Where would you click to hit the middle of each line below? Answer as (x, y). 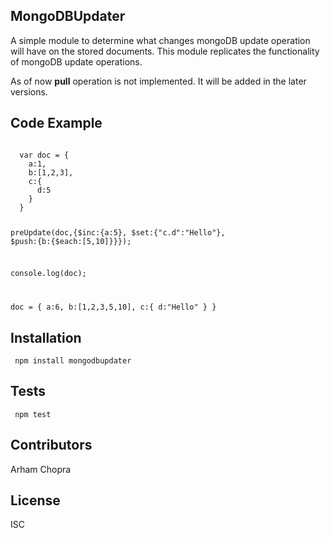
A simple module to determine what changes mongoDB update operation (160, 40)
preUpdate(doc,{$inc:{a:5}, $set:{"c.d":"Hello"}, (118, 232)
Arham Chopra (41, 469)
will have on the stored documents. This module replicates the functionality (165, 51)
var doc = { (44, 155)
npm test (33, 414)
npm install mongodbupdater (73, 361)
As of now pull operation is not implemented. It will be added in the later (158, 81)
